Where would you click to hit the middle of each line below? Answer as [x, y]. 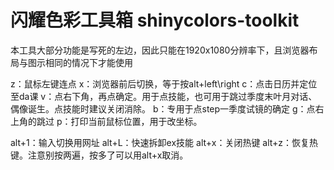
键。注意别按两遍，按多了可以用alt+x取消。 [99, 155]
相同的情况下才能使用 [88, 62]
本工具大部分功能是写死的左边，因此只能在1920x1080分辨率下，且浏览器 [160, 50]
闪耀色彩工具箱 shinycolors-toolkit [155, 20]
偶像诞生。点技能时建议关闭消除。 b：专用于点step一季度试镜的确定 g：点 [163, 108]
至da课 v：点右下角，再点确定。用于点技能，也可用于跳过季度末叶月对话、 [164, 96]
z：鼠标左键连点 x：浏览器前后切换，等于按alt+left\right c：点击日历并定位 [164, 83]
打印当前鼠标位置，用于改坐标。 [136, 121]
